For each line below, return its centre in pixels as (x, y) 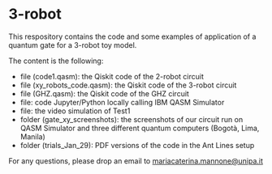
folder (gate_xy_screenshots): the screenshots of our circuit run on (132, 119)
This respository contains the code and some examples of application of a (132, 36)
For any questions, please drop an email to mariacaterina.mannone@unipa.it (136, 161)
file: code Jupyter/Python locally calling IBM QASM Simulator (122, 102)
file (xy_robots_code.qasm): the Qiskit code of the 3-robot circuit (128, 85)
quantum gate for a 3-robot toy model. (73, 45)
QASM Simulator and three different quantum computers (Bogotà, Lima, (140, 128)
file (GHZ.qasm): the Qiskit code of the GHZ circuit (104, 93)
